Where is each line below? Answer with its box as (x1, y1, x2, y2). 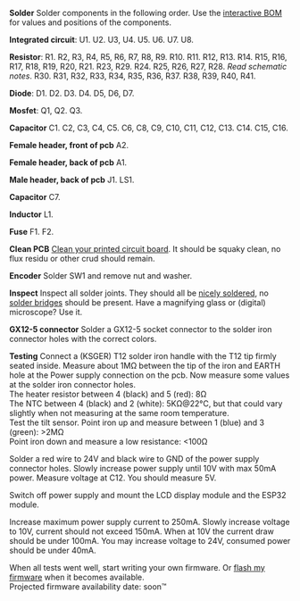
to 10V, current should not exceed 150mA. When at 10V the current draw (9, 526, 275, 537)
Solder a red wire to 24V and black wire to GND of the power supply (9, 454, 260, 463)
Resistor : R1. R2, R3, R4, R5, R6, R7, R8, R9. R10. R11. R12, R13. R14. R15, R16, (9, 52, 287, 62)
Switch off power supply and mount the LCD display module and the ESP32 (9, 490, 287, 500)
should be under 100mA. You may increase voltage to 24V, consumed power (9, 536, 291, 546)
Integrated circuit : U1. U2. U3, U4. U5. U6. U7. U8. (9, 35, 195, 45)
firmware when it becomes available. (9, 572, 145, 582)
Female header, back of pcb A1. (9, 157, 128, 168)
